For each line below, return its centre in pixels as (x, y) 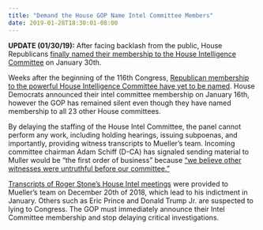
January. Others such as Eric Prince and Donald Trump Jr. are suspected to (131, 200)
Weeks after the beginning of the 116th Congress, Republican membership (129, 77)
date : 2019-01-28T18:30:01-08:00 (63, 23)
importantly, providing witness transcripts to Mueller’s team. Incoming (122, 143)
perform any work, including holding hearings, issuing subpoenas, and (123, 134)
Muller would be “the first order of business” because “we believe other (125, 160)
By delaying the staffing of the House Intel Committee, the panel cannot (125, 126)
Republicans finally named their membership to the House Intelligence (122, 54)
